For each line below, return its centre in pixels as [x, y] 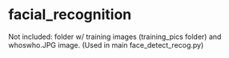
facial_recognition [70, 15]
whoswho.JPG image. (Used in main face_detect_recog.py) [106, 44]
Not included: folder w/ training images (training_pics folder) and [115, 37]
